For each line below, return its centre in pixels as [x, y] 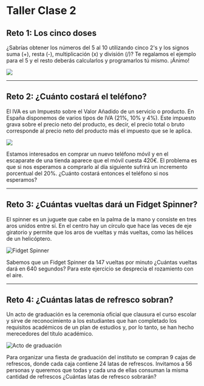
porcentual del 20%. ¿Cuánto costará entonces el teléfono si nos [87, 173]
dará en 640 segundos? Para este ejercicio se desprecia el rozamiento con [100, 269]
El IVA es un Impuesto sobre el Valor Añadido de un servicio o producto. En [100, 111]
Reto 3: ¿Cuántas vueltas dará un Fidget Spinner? [102, 205]
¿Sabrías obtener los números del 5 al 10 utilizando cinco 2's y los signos [98, 47]
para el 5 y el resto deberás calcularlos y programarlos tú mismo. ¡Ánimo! [98, 60]
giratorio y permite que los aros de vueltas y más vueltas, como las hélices [100, 232]
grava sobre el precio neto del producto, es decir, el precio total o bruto [96, 124]
